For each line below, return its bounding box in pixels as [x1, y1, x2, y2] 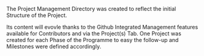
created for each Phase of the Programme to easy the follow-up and [6, 37, 179, 43]
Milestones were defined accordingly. [6, 43, 102, 50]
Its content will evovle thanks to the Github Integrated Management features [6, 24, 198, 30]
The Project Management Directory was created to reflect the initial [6, 5, 176, 12]
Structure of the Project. [6, 12, 67, 19]
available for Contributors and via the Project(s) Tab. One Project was [6, 30, 182, 37]
